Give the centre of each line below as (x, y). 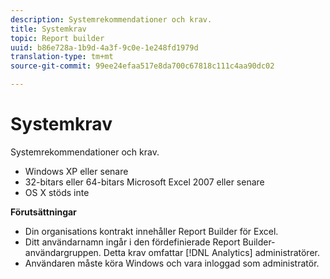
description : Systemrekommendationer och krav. (111, 19)
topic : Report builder (57, 38)
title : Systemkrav (48, 29)
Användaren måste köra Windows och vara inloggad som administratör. (172, 263)
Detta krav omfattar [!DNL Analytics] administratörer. (211, 252)
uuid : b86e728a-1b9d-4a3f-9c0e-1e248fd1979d (104, 47)
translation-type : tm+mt (62, 57)
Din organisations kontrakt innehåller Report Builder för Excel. (151, 231)
